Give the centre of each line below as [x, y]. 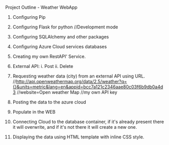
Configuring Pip [29, 17]
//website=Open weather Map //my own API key [67, 92]
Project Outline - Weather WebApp [41, 7]
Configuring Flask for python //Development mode [65, 27]
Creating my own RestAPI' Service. [49, 56]
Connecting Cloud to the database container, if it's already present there [88, 122]
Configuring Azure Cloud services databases [60, 47]
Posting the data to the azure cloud [49, 102]
